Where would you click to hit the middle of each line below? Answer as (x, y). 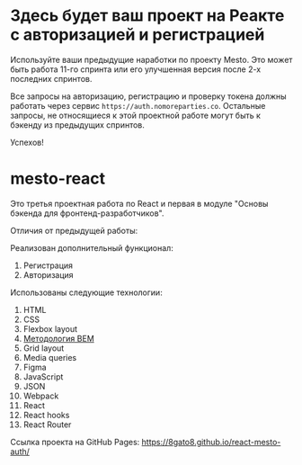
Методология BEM (59, 338)
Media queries (50, 357)
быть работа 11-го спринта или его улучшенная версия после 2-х (136, 69)
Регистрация (48, 265)
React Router (47, 425)
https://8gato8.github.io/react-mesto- (211, 442)
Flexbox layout (50, 328)
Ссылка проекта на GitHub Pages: (75, 442)
